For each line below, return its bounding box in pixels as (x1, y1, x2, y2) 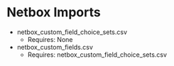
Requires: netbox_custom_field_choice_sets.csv (27, 50, 168, 59)
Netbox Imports (6, 4, 101, 21)
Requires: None (27, 35, 73, 43)
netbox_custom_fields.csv (16, 43, 94, 51)
